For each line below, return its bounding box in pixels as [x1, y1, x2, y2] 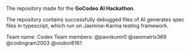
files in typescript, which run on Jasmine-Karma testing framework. [6, 23, 169, 29]
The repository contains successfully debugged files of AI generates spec [6, 16, 185, 23]
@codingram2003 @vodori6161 [6, 40, 82, 46]
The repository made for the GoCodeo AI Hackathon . [6, 5, 135, 12]
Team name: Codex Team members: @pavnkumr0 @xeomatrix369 [6, 34, 167, 40]
